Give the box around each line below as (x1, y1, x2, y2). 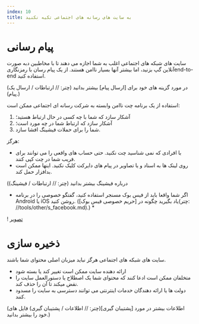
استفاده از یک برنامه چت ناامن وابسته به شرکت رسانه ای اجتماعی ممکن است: (7, 102, 181, 109)
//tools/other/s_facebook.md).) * (15, 204, 95, 211)
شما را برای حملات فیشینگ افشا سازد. (15, 126, 100, 133)
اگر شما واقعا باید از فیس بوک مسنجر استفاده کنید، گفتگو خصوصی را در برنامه (15, 192, 188, 199)
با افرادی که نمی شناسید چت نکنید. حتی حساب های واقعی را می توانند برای (15, 149, 182, 156)
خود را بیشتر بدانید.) (7, 311, 50, 318)
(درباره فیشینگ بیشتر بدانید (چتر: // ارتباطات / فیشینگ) (7, 180, 128, 187)
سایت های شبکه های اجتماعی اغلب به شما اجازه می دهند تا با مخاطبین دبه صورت (7, 60, 187, 67)
